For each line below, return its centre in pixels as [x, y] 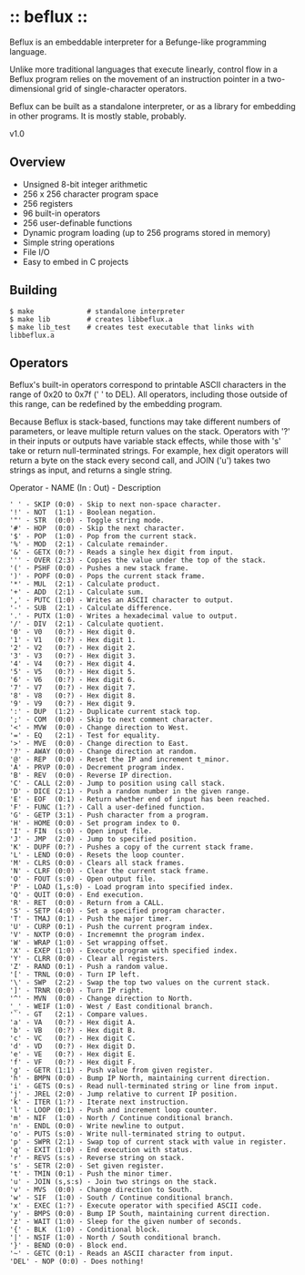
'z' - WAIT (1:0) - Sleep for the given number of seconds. [126, 1222]
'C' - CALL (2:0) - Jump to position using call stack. [117, 784]
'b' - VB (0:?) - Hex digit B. [73, 1031]
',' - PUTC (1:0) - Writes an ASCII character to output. [122, 600]
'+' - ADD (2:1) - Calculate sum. [77, 592]
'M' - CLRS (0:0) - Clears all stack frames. [97, 863]
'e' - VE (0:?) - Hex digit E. [73, 1055]
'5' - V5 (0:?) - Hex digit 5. [73, 672]
